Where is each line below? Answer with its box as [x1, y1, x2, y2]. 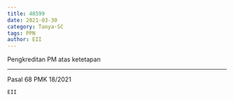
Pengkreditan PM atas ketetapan [7, 55, 101, 63]
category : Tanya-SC [7, 23, 64, 30]
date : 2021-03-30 [7, 17, 58, 24]
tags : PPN [7, 29, 36, 37]
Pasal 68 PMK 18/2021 [7, 75, 72, 84]
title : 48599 [7, 10, 45, 17]
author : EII [7, 36, 42, 43]
